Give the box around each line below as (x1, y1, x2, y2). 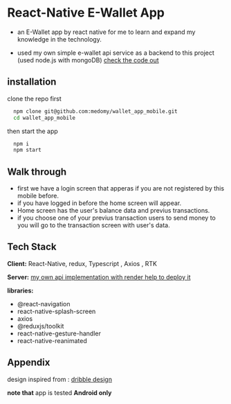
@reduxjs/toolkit (17, 322, 64, 330)
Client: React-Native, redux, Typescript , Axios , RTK (7, 259, 158, 267)
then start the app (7, 127, 59, 135)
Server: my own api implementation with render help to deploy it (7, 272, 191, 281)
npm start (13, 147, 41, 154)
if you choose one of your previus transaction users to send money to (17, 213, 216, 222)
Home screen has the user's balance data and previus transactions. (17, 207, 210, 215)
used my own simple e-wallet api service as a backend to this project (17, 49, 214, 57)
